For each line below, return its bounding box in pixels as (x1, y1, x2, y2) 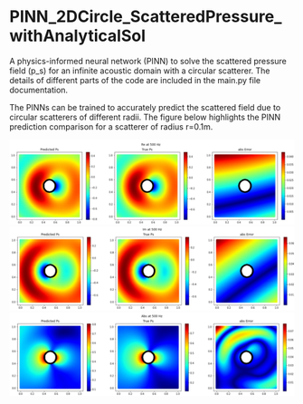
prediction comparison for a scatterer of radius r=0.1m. (9, 120, 213, 132)
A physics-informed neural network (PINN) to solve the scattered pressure (9, 55, 287, 66)
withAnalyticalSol (9, 25, 147, 46)
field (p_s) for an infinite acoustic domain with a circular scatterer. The (9, 65, 270, 76)
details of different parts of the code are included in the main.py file (9, 74, 260, 85)
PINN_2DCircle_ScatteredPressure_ (9, 6, 282, 27)
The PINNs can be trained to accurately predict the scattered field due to (9, 101, 281, 112)
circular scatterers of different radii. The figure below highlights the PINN (9, 111, 281, 122)
